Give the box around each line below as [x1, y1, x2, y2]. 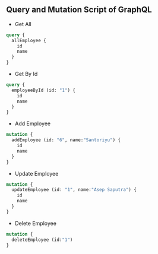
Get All [14, 20, 31, 27]
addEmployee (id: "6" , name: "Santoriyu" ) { [11, 137, 121, 143]
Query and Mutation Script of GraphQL [6, 5, 153, 15]
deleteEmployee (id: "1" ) [11, 237, 73, 243]
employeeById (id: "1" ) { [11, 87, 76, 93]
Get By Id [14, 71, 38, 78]
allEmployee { [11, 37, 46, 43]
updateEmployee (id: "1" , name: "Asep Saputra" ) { [11, 187, 137, 193]
